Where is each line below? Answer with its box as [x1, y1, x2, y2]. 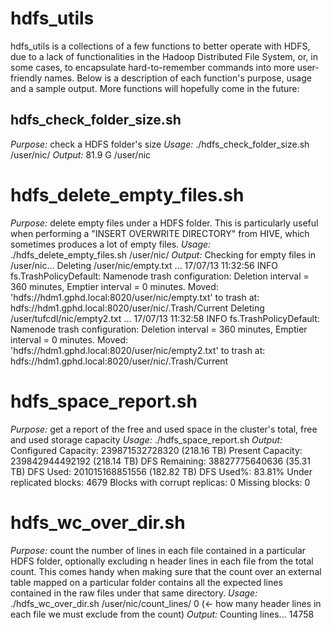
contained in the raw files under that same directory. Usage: [10, 587, 258, 599]
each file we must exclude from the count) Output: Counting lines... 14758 [10, 608, 315, 620]
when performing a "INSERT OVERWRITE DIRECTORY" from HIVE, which [10, 227, 310, 239]
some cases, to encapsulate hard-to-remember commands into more [10, 61, 295, 73]
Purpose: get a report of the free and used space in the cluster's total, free [10, 423, 318, 435]
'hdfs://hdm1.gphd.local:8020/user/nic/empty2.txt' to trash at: [10, 344, 266, 356]
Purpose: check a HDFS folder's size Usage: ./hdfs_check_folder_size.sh [10, 138, 310, 150]
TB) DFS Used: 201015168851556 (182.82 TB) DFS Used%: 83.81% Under [10, 465, 313, 477]
